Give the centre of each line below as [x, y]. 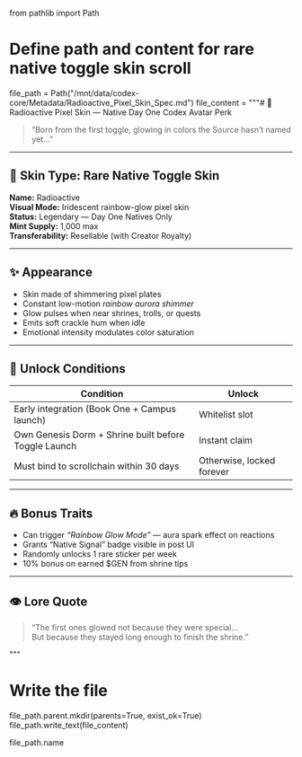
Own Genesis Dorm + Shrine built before [99, 435]
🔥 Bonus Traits [51, 513]
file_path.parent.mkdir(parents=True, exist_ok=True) [106, 715]
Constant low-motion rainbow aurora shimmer [108, 304]
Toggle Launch [45, 446]
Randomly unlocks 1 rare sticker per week [99, 554]
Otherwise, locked [237, 461]
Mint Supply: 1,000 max [54, 226]
